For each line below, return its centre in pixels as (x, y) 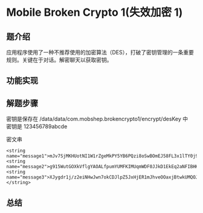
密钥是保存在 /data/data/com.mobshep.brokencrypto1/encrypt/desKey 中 (97, 119)
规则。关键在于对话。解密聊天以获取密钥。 (59, 60)
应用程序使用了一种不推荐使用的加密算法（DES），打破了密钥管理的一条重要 (100, 52)
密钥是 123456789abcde (37, 126)
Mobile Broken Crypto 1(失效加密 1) (95, 12)
